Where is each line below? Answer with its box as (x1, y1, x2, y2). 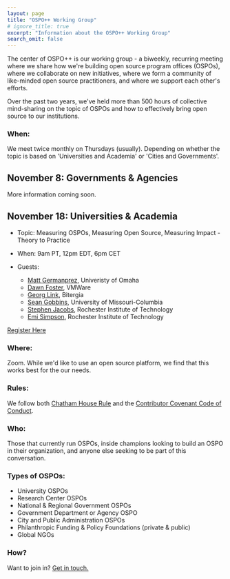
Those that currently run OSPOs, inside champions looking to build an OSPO (7, 439, 224, 447)
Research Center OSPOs (17, 494, 87, 502)
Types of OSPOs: (7, 471, 65, 480)
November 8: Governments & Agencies (7, 172, 178, 183)
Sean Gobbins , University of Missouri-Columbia (27, 298, 163, 307)
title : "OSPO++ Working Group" (7, 17, 97, 23)
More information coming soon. (7, 190, 96, 199)
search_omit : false (7, 36, 63, 43)
